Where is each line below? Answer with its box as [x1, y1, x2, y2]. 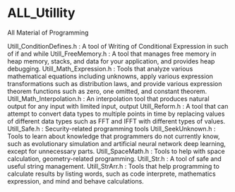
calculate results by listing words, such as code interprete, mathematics [7, 169, 217, 178]
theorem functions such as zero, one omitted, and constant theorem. [7, 87, 207, 95]
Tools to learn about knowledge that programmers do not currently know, [7, 132, 220, 140]
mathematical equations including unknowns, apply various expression [7, 72, 214, 80]
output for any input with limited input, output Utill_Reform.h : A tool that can [7, 102, 229, 110]
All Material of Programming [7, 28, 89, 37]
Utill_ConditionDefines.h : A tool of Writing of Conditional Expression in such [7, 42, 229, 50]
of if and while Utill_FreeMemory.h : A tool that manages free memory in [7, 49, 217, 58]
